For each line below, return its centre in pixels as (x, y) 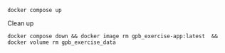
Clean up (21, 23)
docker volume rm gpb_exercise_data (62, 42)
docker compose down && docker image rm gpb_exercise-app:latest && (113, 36)
